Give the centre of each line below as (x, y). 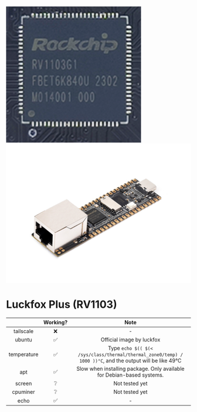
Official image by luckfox (130, 340)
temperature (23, 354)
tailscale (24, 331)
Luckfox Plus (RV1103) (62, 305)
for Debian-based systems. (130, 375)
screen (23, 384)
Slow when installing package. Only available (130, 369)
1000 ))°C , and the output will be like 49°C (130, 361)
